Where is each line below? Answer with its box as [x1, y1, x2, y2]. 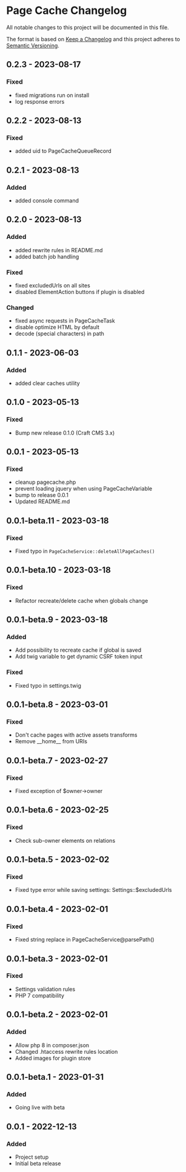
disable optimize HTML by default [15, 324, 100, 331]
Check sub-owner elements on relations [15, 837, 116, 844]
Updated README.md [15, 498, 70, 505]
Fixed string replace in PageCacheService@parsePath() [15, 936, 154, 943]
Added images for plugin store [15, 1054, 91, 1062]
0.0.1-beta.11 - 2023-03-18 [6, 515, 109, 526]
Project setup [15, 1153, 49, 1160]
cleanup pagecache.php [15, 478, 76, 486]
